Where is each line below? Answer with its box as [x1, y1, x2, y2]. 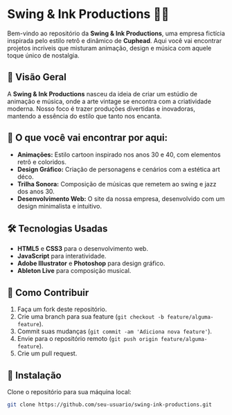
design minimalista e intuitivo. [17, 202, 102, 210]
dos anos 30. [17, 187, 55, 195]
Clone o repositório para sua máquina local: [7, 388, 132, 396]
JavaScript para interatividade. [17, 252, 107, 261]
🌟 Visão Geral [7, 71, 67, 83]
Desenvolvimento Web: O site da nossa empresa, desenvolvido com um [17, 194, 225, 203]
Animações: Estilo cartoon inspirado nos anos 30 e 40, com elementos [17, 150, 221, 159]
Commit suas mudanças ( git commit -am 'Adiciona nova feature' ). [17, 327, 213, 335]
